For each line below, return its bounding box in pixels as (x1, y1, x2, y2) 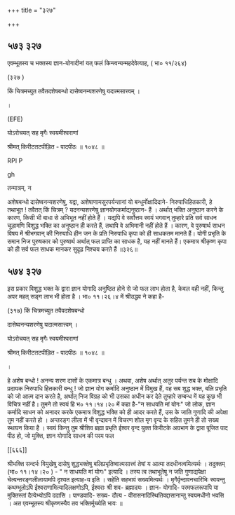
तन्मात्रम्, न (7, 184, 32, 192)
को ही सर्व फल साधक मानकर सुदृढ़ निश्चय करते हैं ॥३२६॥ (7, 245, 138, 253)
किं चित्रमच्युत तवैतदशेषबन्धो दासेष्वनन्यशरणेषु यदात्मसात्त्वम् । (7, 87, 140, 95)
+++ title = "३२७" (7, 6, 56, 14)
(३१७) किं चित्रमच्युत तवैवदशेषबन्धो (7, 306, 85, 315)
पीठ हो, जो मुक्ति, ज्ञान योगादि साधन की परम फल (7, 431, 114, 440)
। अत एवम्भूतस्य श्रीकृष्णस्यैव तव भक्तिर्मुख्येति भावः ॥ (7, 499, 123, 507)
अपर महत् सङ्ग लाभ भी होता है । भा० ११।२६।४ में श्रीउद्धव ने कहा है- (7, 292, 165, 301)
